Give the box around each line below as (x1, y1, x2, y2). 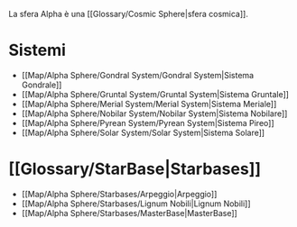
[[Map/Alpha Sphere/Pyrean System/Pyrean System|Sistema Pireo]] (21, 117, 274, 128)
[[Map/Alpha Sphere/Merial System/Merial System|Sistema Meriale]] (21, 98, 277, 109)
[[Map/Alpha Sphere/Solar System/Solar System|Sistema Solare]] (21, 127, 265, 138)
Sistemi (8, 41, 67, 60)
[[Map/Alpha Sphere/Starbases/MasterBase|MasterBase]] (21, 207, 238, 218)
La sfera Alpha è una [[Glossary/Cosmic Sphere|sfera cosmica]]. (8, 9, 249, 19)
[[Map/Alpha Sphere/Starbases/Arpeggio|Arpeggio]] (21, 188, 218, 199)
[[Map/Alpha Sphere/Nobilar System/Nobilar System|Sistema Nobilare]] (21, 108, 288, 119)
